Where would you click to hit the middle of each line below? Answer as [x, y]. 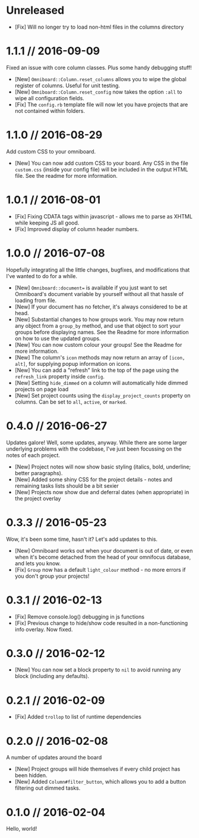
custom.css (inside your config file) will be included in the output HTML [101, 169]
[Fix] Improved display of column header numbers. [77, 229]
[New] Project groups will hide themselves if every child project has [97, 769]
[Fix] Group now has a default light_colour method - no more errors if [100, 569]
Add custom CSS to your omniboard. [51, 151]
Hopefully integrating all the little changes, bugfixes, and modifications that [98, 270]
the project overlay [38, 498]
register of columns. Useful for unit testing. [67, 85]
